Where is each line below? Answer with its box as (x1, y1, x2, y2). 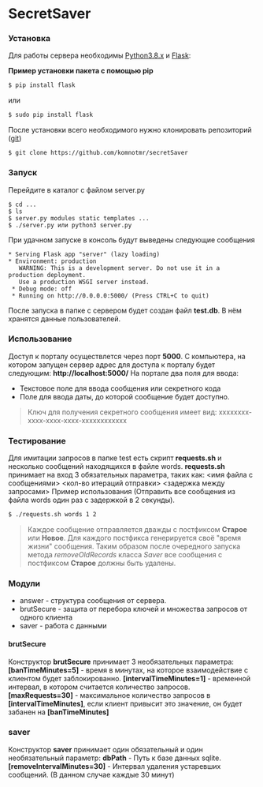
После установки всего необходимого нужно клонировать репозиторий (8, 126, 252, 135)
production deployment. (8, 271, 87, 279)
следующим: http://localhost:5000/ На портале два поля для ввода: (8, 368, 239, 377)
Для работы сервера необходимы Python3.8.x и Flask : (8, 51, 191, 60)
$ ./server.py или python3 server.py (8, 221, 132, 229)
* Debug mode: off (11, 285, 72, 293)
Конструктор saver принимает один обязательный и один (8, 744, 203, 754)
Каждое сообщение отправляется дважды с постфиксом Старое (27, 525, 248, 534)
